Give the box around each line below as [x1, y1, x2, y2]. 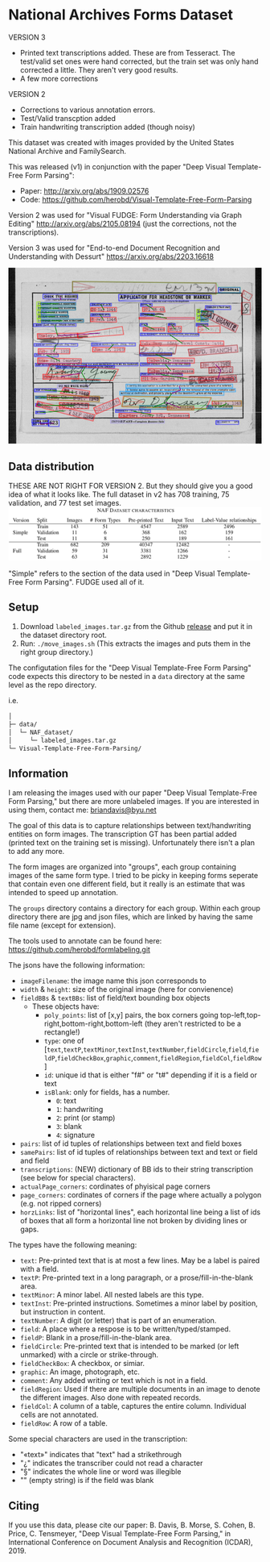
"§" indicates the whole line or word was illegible [19, 1467, 182, 1477]
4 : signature [55, 1131, 95, 1140]
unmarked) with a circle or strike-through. [19, 1350, 159, 1360]
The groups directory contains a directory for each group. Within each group [8, 903, 261, 913]
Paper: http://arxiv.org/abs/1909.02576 [19, 185, 149, 195]
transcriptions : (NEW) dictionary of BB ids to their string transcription [19, 1164, 254, 1174]
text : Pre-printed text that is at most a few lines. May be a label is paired [19, 1256, 260, 1265]
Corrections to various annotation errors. [19, 105, 155, 115]
